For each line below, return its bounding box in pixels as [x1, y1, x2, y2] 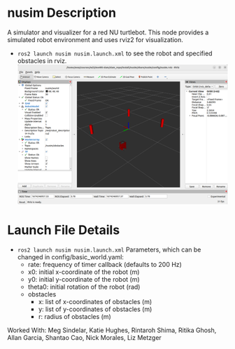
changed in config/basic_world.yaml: [17, 253, 124, 261]
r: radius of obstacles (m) [38, 313, 112, 321]
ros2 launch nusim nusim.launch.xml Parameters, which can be [17, 245, 201, 254]
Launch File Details [7, 222, 120, 238]
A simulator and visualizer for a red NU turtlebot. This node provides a [7, 28, 209, 36]
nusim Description [7, 5, 117, 21]
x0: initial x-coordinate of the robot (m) [27, 268, 140, 276]
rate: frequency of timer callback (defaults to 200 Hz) [27, 261, 182, 269]
